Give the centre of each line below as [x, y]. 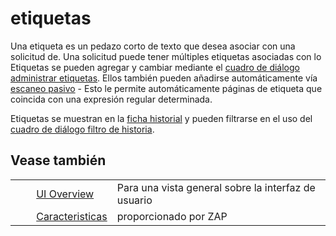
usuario [134, 200]
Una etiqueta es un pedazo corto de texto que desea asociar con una [153, 46]
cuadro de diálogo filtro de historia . [82, 129]
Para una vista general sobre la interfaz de [216, 187]
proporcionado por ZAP [172, 216]
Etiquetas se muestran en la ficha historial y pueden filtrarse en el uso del [161, 118]
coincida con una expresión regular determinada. [111, 99]
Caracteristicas [72, 216]
